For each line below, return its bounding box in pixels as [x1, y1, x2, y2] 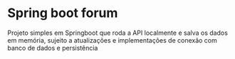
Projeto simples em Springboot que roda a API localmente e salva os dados [7, 28, 228, 37]
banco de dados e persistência [7, 43, 98, 52]
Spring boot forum [7, 5, 118, 21]
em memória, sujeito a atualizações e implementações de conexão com [7, 36, 217, 44]
